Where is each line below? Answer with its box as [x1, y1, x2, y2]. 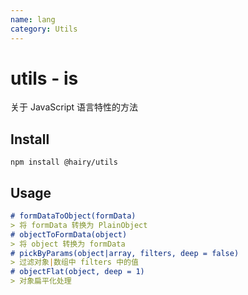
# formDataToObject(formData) [10, 211, 137, 221]
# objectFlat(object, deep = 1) [10, 267, 145, 277]
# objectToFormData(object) [10, 229, 128, 240]
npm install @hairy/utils [10, 157, 118, 168]
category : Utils [10, 24, 78, 34]
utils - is [10, 67, 79, 90]
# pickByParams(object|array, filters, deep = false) [10, 248, 240, 258]
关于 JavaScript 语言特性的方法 [10, 101, 139, 113]
